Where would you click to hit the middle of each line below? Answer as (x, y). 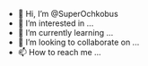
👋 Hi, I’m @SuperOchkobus (68, 14)
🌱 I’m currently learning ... (65, 33)
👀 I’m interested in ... (56, 23)
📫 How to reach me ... (59, 52)
